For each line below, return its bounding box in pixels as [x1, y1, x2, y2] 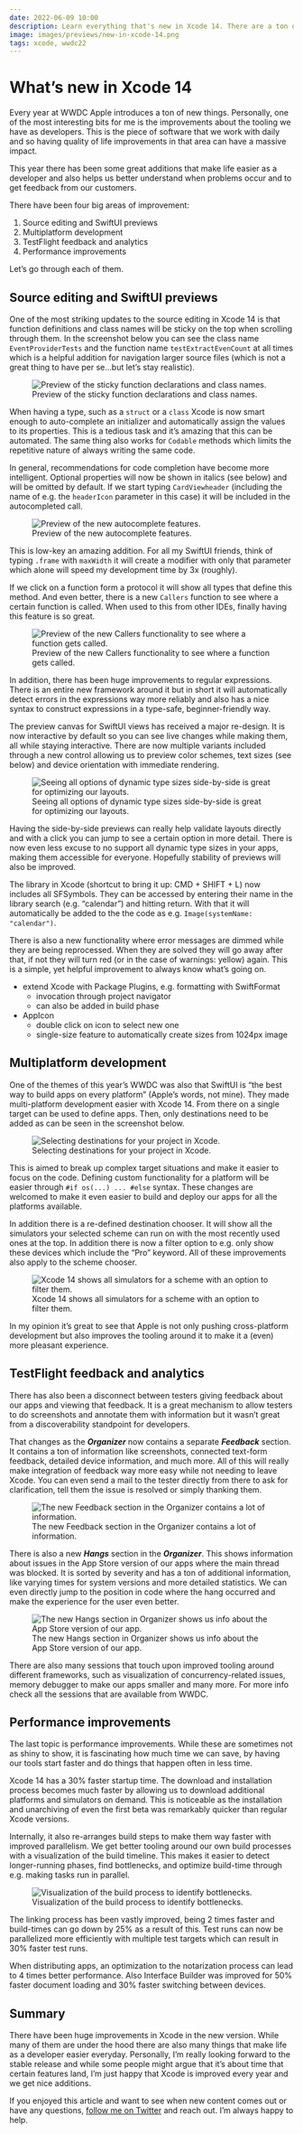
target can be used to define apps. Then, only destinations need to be [9, 1108, 269, 1118]
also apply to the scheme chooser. [9, 1257, 138, 1268]
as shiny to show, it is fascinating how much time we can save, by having [9, 1748, 280, 1759]
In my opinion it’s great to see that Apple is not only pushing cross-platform [9, 1320, 289, 1331]
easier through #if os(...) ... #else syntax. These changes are [9, 1181, 254, 1193]
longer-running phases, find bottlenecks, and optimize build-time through [9, 1860, 282, 1871]
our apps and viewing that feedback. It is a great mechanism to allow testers [9, 1399, 293, 1410]
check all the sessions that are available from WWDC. [9, 1689, 209, 1699]
